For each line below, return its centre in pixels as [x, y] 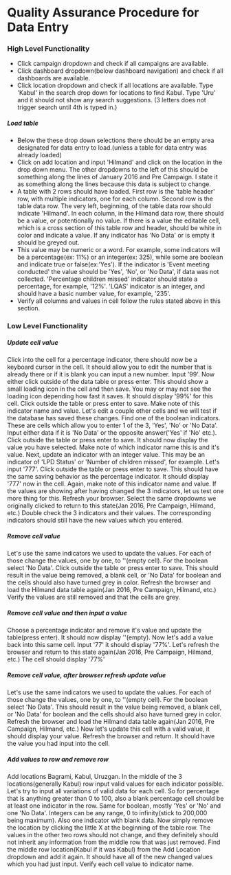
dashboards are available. [54, 78]
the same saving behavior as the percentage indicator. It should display [108, 477]
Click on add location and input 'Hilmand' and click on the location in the [120, 162]
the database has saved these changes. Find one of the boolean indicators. [114, 418]
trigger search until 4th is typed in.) [67, 107]
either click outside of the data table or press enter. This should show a [108, 382]
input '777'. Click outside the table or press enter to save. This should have [113, 469]
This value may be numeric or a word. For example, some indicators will [119, 250]
